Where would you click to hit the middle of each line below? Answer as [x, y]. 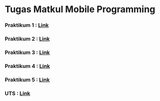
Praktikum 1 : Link [27, 25]
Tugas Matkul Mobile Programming [80, 9]
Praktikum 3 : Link [27, 52]
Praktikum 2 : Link [27, 39]
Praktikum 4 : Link [27, 66]
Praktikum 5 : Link [27, 80]
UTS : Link [18, 93]
